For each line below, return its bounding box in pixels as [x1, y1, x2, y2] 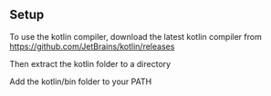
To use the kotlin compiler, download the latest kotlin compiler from [9, 31, 262, 42]
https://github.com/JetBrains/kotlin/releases [9, 41, 175, 52]
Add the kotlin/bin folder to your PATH [9, 76, 152, 87]
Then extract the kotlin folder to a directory [9, 58, 172, 69]
